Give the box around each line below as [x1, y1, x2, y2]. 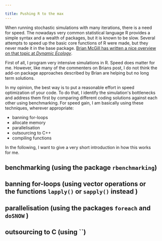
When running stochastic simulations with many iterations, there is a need [5, 25, 152, 30]
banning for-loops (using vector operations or [5, 180, 146, 188]
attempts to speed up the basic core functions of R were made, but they [5, 40, 148, 46]
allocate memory [12, 120, 46, 125]
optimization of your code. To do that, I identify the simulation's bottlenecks [5, 90, 156, 95]
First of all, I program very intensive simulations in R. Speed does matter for [5, 60, 155, 65]
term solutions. [5, 75, 35, 81]
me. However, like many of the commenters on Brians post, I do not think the [5, 65, 158, 71]
